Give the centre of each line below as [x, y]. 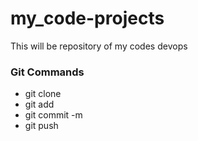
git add [39, 104]
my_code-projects [87, 18]
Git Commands [47, 72]
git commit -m [53, 115]
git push [41, 126]
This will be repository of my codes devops [99, 46]
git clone [43, 94]
